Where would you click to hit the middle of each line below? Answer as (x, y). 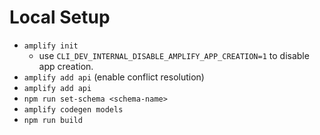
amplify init (51, 46)
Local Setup (60, 17)
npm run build (53, 120)
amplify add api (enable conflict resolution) (114, 77)
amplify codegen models (73, 109)
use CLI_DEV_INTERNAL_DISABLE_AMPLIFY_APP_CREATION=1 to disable (174, 55)
